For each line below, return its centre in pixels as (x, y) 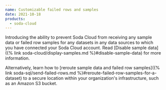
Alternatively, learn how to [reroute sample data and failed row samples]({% (83, 68)
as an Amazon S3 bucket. (31, 84)
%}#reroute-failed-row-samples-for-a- (117, 73)
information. (18, 58)
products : (15, 19)
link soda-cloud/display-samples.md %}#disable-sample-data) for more (87, 53)
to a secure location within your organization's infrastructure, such (91, 78)
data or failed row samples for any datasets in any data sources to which (79, 43)
